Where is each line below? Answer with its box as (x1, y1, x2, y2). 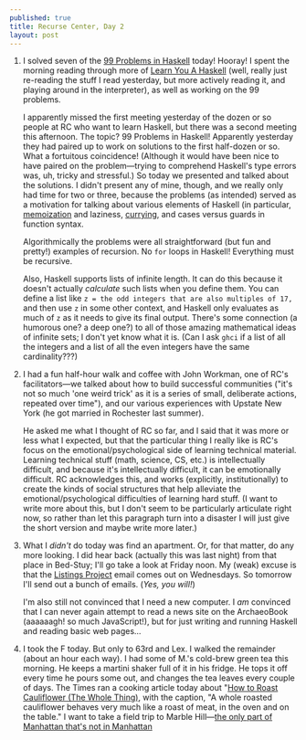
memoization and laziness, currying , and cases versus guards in (22, 209, 265, 220)
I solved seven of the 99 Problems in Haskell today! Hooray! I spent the (22, 56, 290, 67)
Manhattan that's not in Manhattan (22, 721, 153, 732)
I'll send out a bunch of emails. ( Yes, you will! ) (22, 579, 196, 590)
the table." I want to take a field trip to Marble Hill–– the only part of (22, 712, 273, 723)
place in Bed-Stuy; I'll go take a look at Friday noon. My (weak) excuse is (22, 559, 297, 571)
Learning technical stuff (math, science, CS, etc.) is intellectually (22, 454, 266, 466)
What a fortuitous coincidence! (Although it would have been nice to (22, 151, 280, 162)
